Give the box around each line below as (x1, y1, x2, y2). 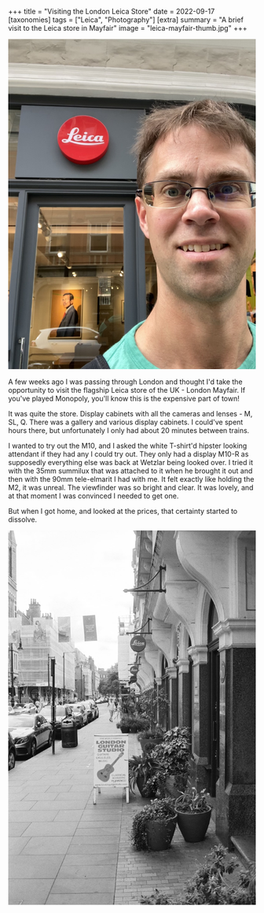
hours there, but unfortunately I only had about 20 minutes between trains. (8, 426, 250, 435)
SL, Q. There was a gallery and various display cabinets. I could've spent (8, 417, 244, 427)
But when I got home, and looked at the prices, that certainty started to (8, 507, 238, 516)
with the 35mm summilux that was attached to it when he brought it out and (8, 466, 253, 475)
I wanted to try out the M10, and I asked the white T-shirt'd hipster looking (8, 441, 247, 451)
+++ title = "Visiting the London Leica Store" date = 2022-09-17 (8, 7, 215, 16)
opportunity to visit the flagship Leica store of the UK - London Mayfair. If (8, 386, 246, 395)
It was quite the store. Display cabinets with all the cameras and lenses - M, (8, 409, 253, 419)
